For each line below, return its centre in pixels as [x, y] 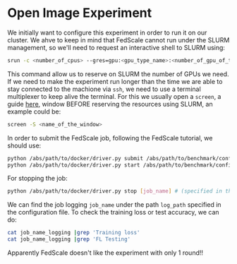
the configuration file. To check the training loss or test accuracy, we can [114, 212]
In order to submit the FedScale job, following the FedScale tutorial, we [110, 138]
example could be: [34, 112]
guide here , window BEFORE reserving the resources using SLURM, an [110, 104]
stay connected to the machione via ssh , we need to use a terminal [104, 89]
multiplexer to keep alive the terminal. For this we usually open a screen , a [114, 96]
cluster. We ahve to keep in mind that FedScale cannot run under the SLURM [119, 40]
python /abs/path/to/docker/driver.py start [74, 165]
